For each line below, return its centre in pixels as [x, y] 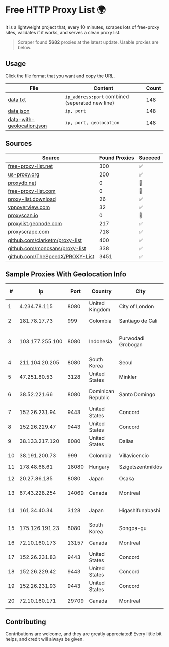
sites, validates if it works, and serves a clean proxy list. [63, 32]
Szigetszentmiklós [141, 467]
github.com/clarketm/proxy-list [45, 240]
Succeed [150, 158]
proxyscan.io [23, 215]
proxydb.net [22, 183]
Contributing [26, 622]
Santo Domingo [137, 395]
